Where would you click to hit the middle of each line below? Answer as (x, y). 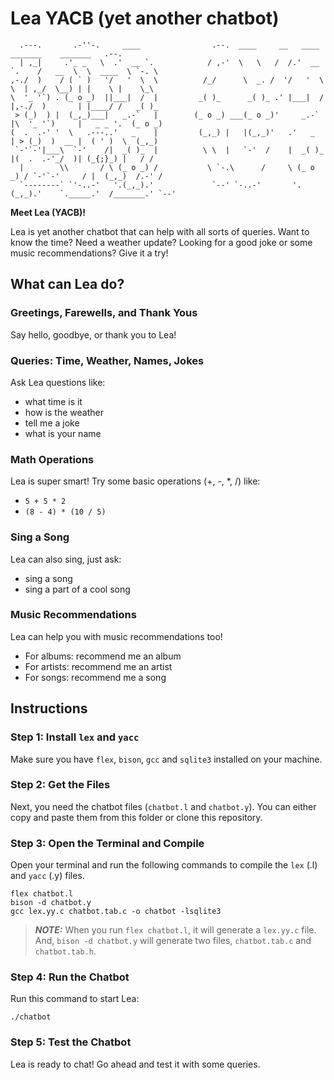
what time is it (53, 401)
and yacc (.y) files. (47, 876)
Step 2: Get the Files (60, 785)
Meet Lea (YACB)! (48, 212)
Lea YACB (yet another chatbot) (145, 18)
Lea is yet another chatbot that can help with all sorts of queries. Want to (160, 231)
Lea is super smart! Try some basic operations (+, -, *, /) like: (135, 481)
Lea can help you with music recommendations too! (116, 636)
